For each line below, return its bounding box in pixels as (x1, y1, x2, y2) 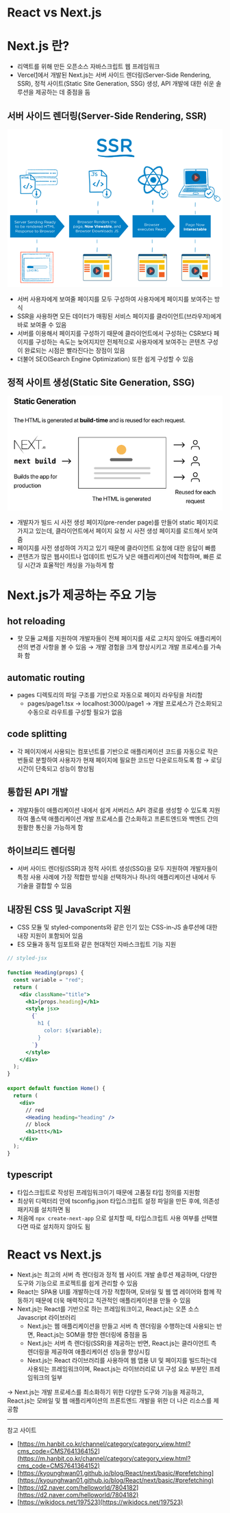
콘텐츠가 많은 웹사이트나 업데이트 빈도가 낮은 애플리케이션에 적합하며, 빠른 (16, 553, 215, 561)
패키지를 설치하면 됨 (16, 1205, 71, 1213)
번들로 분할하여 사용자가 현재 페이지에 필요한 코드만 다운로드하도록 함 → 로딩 (16, 755, 222, 764)
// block (25, 1121, 51, 1128)
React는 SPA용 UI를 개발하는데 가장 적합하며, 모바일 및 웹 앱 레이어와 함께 (16, 1287, 215, 1296)
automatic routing (7, 672, 86, 683)
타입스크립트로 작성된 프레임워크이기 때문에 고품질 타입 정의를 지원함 (16, 1188, 201, 1196)
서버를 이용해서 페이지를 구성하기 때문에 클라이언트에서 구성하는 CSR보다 (16, 329, 212, 337)
